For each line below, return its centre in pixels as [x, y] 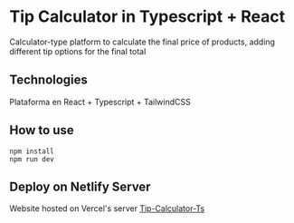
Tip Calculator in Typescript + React [147, 17]
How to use [42, 130]
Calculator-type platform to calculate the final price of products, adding [142, 42]
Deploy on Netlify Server [80, 186]
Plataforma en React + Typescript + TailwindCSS [100, 102]
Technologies [49, 80]
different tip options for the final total [78, 51]
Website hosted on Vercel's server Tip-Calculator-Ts [107, 208]
